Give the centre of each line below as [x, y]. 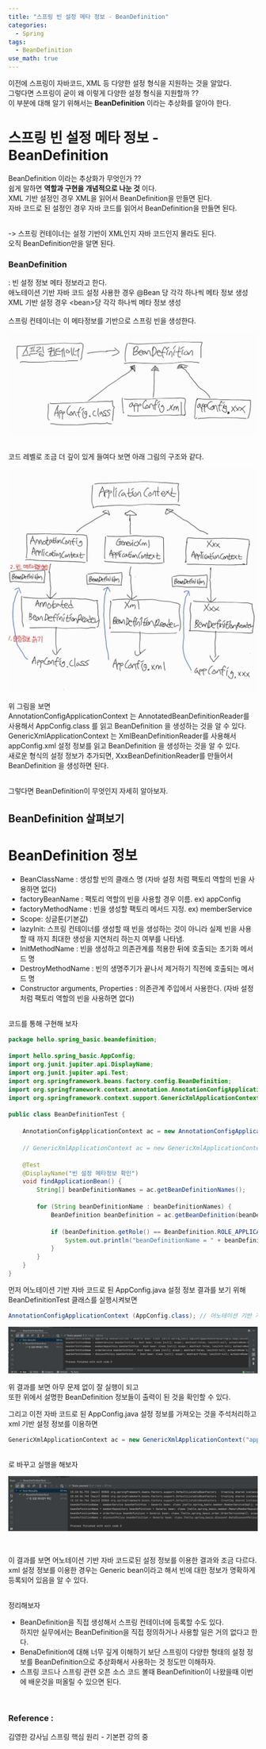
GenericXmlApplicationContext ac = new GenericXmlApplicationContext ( [127, 1440]
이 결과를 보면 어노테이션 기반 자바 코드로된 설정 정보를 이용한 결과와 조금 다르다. [133, 1560]
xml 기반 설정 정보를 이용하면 [53, 1424]
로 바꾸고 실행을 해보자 [43, 1464]
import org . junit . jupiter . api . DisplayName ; [81, 1065]
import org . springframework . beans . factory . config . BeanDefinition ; [120, 1081]
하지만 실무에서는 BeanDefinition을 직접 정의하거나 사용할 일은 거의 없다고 [134, 1632]
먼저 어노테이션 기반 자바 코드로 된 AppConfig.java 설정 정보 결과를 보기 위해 [127, 1290]
